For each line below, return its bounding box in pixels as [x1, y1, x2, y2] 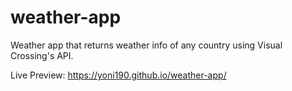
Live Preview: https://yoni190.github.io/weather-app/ [10, 69, 227, 81]
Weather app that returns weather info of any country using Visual [10, 39, 283, 51]
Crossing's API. [10, 49, 74, 61]
